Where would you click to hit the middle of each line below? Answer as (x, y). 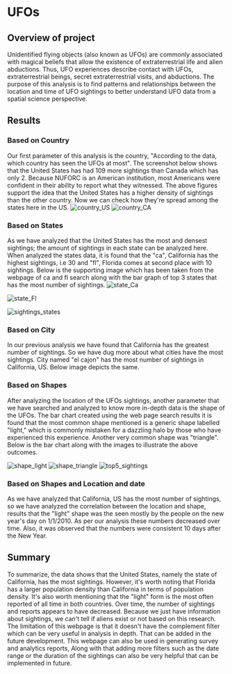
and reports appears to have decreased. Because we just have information (114, 611)
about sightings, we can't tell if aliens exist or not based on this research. (112, 618)
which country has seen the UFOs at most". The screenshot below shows (112, 163)
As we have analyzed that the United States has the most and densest (107, 240)
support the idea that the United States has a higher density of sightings (110, 193)
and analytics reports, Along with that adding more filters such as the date (113, 648)
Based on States (35, 225)
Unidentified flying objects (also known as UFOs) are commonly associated (115, 54)
